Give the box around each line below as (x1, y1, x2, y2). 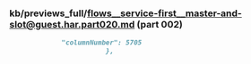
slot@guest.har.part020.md (9, 18, 135, 30)
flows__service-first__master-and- (86, 7, 242, 20)
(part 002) (136, 18, 184, 30)
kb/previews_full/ (9, 7, 88, 20)
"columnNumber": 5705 (61, 38, 143, 47)
